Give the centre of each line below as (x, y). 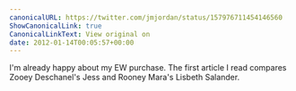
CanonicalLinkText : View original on (80, 34)
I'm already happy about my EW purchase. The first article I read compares (148, 68)
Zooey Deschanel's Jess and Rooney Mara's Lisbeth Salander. (125, 78)
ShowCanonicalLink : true (56, 26)
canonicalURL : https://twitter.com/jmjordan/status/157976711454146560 (146, 17)
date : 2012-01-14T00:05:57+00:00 (72, 42)
